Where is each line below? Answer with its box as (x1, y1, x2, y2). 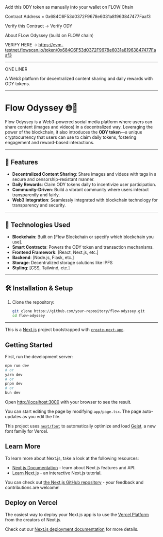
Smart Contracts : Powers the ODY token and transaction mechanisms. (12, 244, 154, 250)
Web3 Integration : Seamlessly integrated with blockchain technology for (12, 197, 158, 203)
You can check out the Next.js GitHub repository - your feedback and (5, 479, 144, 485)
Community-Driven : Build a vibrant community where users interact (12, 186, 149, 192)
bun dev (5, 390, 21, 395)
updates (5, 414, 22, 420)
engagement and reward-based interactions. (5, 139, 95, 145)
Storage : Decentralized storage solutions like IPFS (12, 259, 113, 265)
